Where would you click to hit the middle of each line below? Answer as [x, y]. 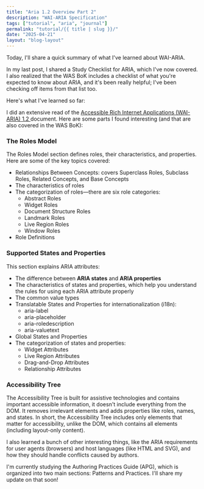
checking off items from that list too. [52, 89]
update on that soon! [33, 479]
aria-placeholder [45, 317]
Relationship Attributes [53, 368]
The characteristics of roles [50, 186]
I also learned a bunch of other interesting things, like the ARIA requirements [102, 442]
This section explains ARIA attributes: [53, 266]
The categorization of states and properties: [70, 343]
